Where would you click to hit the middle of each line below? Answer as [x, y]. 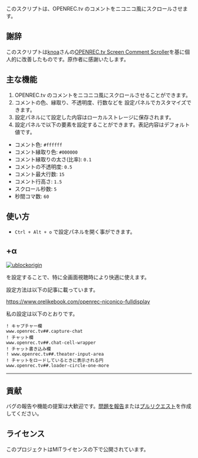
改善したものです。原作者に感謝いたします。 [75, 59]
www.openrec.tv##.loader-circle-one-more [58, 366]
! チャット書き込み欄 [29, 349]
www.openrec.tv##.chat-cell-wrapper [51, 343]
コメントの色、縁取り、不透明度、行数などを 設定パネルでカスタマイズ [100, 102]
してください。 [24, 414]
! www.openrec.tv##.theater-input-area [55, 354]
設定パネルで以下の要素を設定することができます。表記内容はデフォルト [102, 124]
